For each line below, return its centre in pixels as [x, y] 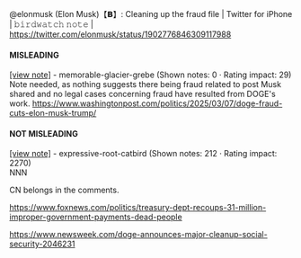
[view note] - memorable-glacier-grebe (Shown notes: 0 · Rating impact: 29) [150, 75]
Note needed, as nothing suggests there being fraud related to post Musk [145, 85]
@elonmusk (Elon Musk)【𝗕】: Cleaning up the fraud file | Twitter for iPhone [151, 14]
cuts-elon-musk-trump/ [53, 113]
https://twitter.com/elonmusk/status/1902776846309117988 [120, 34]
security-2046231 [42, 244]
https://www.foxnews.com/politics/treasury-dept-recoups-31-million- [138, 208]
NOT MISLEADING [44, 133]
